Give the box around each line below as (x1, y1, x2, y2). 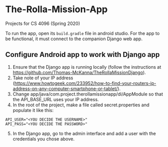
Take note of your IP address (12, 75, 73, 81)
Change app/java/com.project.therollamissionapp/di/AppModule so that (12, 91, 163, 97)
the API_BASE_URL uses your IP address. (12, 96, 99, 102)
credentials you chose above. (12, 136, 75, 142)
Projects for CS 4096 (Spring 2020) (5, 20, 80, 26)
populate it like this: (12, 107, 54, 113)
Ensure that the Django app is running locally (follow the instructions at (12, 64, 161, 70)
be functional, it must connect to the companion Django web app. (5, 36, 143, 42)
